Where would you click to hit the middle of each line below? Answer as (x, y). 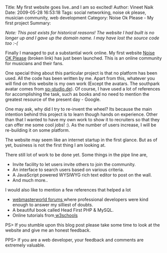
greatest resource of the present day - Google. (53, 99)
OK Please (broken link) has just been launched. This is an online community (83, 58)
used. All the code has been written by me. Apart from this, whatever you (80, 78)
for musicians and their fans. (34, 63)
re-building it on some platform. (38, 130)
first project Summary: (28, 23)
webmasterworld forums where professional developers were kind (80, 199)
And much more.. (30, 180)
